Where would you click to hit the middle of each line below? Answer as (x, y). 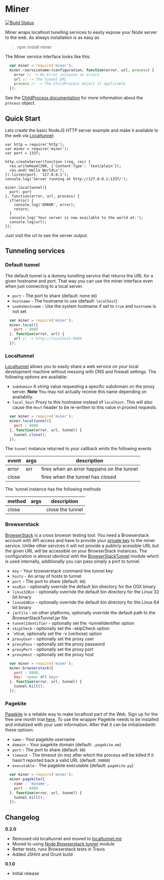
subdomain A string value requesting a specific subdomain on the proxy (83, 387)
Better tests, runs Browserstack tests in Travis (59, 849)
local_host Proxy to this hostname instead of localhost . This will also (82, 402)
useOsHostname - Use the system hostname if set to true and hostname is (84, 306)
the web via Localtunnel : (30, 136)
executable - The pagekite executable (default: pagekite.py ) (73, 765)
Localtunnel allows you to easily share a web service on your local (72, 366)
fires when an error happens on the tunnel (90, 469)
